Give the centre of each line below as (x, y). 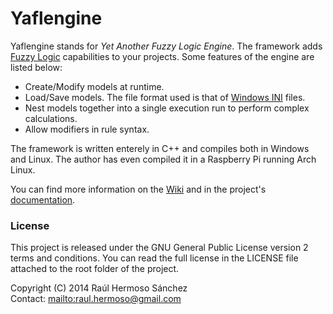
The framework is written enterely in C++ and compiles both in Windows (160, 148)
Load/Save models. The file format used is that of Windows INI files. (165, 97)
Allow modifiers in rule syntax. (87, 129)
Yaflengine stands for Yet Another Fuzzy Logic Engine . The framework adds (166, 46)
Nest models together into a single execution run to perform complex (167, 108)
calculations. (51, 118)
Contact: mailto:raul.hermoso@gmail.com (96, 299)
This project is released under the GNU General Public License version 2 (159, 248)
